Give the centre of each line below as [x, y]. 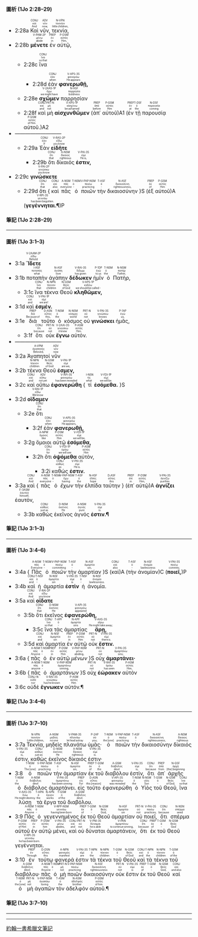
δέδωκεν [81, 277]
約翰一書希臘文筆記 [29, 928]
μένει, [60, 831]
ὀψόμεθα [65, 456]
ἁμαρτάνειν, [122, 831]
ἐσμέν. [44, 306]
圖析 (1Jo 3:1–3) [25, 241]
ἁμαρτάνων [65, 672]
